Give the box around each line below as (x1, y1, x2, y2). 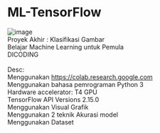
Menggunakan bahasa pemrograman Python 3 (7, 80, 144, 88)
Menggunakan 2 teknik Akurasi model (7, 110, 119, 119)
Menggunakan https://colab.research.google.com (7, 72, 153, 81)
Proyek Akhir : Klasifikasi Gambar (7, 35, 105, 43)
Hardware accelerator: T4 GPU (7, 88, 97, 96)
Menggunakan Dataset (7, 117, 75, 126)
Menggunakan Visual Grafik (7, 103, 89, 111)
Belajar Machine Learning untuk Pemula (7, 42, 124, 51)
